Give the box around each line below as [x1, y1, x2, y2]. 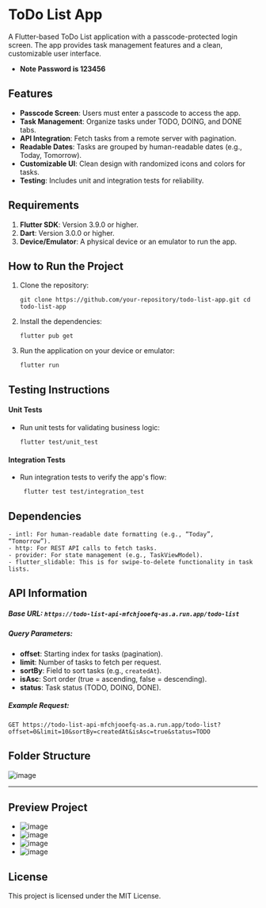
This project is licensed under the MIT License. [8, 891, 161, 901]
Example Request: [8, 701, 70, 710]
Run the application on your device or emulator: [19, 346, 176, 356]
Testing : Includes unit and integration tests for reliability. [19, 175, 204, 185]
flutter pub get [19, 332, 74, 340]
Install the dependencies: [19, 317, 103, 326]
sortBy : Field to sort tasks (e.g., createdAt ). [19, 665, 162, 675]
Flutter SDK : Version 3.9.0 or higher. [19, 220, 139, 229]
